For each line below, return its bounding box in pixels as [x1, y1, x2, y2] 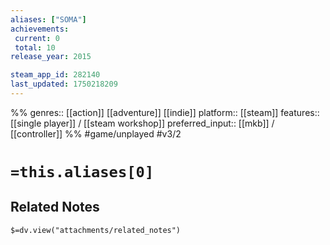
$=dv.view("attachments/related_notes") [10, 225, 182, 235]
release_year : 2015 [10, 52, 92, 62]
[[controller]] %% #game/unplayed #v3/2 [10, 127, 182, 140]
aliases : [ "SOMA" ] [10, 14, 87, 25]
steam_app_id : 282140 [10, 70, 101, 80]
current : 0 [14, 33, 60, 43]
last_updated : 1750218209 [10, 79, 118, 90]
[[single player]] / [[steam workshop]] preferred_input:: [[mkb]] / [10, 117, 275, 129]
